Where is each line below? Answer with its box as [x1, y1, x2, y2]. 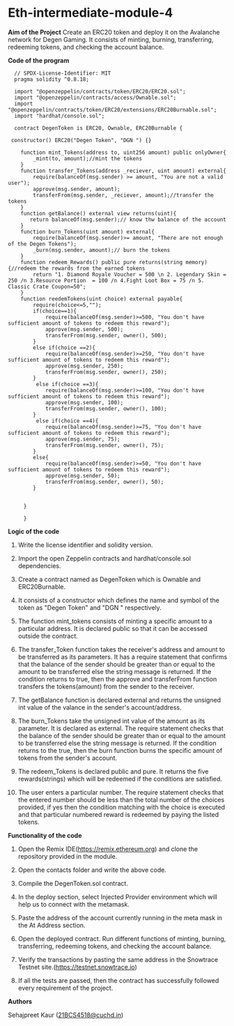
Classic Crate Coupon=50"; [8, 283, 86, 290]
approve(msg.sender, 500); [45, 326, 124, 332]
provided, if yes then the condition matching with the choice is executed [17, 803, 226, 811]
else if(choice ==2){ [33, 344, 96, 351]
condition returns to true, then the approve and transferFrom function [17, 675, 217, 683]
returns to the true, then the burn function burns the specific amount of [17, 746, 223, 754]
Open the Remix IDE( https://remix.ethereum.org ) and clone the [17, 845, 198, 853]
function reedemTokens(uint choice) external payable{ [20, 295, 183, 303]
